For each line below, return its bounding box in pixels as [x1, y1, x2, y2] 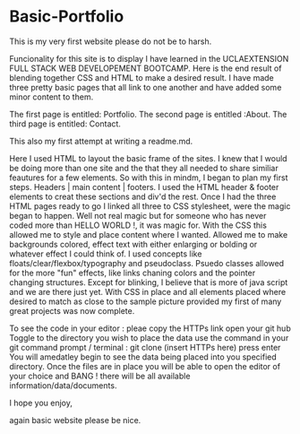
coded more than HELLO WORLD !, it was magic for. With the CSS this [9, 220, 267, 230]
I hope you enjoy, [9, 397, 73, 408]
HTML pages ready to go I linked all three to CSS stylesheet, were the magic [9, 200, 291, 212]
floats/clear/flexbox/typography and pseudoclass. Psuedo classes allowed [9, 257, 285, 268]
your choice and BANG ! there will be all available [9, 370, 191, 381]
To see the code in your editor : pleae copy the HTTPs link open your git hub [9, 323, 291, 334]
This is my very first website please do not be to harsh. [9, 36, 212, 47]
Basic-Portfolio [9, 6, 124, 27]
